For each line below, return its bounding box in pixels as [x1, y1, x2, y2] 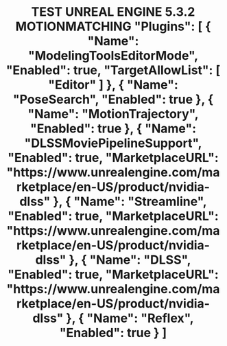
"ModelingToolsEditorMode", [27, 48, 199, 64]
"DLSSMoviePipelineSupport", [24, 135, 202, 151]
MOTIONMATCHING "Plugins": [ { [15, 19, 211, 34]
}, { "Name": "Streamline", [52, 194, 207, 209]
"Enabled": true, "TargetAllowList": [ [5, 62, 221, 78]
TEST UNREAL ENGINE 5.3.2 [31, 4, 195, 20]
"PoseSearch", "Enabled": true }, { [12, 92, 214, 107]
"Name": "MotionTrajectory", [27, 106, 199, 122]
